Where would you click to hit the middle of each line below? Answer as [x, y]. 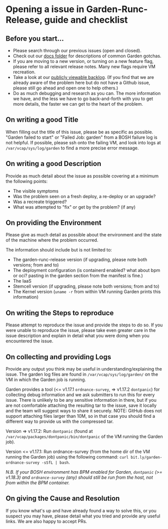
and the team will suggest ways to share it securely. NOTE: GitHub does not [84, 411]
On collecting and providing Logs [58, 357]
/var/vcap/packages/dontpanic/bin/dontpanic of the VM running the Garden [84, 436]
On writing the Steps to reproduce [60, 313]
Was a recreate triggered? [40, 202]
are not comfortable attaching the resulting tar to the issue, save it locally [81, 405]
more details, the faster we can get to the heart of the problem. [78, 104]
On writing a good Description [54, 164]
